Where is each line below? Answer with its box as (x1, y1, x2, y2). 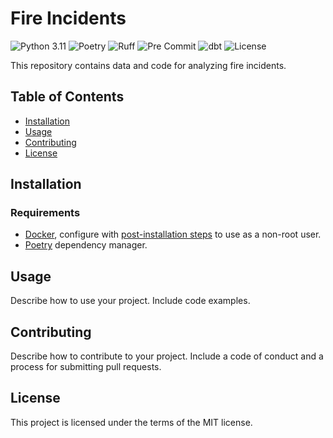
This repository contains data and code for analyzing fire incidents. (10, 59, 287, 71)
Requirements (10, 206, 81, 220)
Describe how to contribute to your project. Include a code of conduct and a (10, 350, 324, 362)
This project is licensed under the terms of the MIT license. (10, 416, 253, 428)
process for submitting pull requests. (10, 361, 162, 373)
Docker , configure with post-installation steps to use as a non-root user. (24, 228, 322, 241)
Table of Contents (10, 88, 125, 106)
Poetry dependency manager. (24, 239, 148, 251)
